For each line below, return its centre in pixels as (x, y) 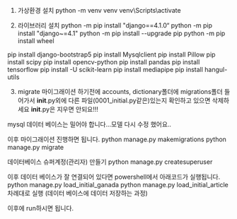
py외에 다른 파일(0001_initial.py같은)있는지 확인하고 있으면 (129, 100)
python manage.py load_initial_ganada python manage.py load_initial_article (118, 185)
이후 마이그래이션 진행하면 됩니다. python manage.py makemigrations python (117, 139)
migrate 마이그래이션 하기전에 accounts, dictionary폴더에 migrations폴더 (120, 91)
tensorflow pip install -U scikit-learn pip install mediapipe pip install (105, 70)
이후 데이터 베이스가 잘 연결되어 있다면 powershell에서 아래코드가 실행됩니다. (114, 177)
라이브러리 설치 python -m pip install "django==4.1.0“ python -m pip (115, 25)
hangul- (216, 70)
